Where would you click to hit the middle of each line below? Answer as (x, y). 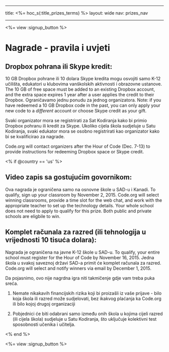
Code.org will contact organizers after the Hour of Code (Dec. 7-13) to (78, 146)
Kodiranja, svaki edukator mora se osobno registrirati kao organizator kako (82, 131)
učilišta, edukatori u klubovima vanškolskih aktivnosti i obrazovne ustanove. (84, 84)
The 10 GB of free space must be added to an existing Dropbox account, (80, 89)
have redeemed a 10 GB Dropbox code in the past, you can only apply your (83, 105)
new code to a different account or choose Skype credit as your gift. (76, 111)
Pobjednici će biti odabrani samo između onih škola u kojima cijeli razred (88, 314)
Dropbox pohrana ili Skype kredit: (59, 66)
